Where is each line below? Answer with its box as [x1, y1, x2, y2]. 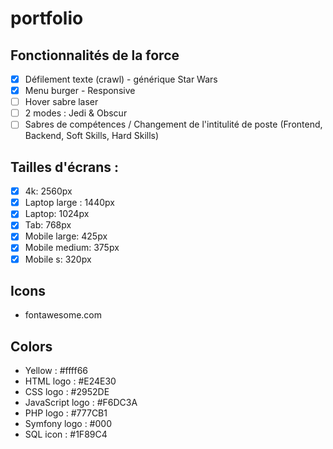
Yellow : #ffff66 [24, 365, 88, 377]
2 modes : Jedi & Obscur [24, 107, 128, 119]
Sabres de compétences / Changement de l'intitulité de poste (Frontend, [24, 118, 323, 131]
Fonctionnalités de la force [10, 47, 180, 64]
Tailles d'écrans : [10, 158, 120, 176]
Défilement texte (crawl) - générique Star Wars [24, 73, 218, 85]
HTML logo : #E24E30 [24, 375, 117, 387]
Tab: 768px [24, 219, 72, 231]
